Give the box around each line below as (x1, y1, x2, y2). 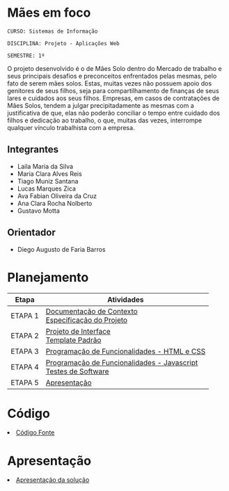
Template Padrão (45, 335, 102, 345)
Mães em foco (7, 5, 91, 21)
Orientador (7, 227, 56, 239)
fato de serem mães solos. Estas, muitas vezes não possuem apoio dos (7, 79, 212, 88)
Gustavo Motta (17, 207, 61, 215)
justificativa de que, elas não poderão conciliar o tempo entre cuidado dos (7, 108, 221, 117)
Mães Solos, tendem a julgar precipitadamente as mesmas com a (7, 101, 195, 109)
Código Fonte (16, 428, 55, 437)
